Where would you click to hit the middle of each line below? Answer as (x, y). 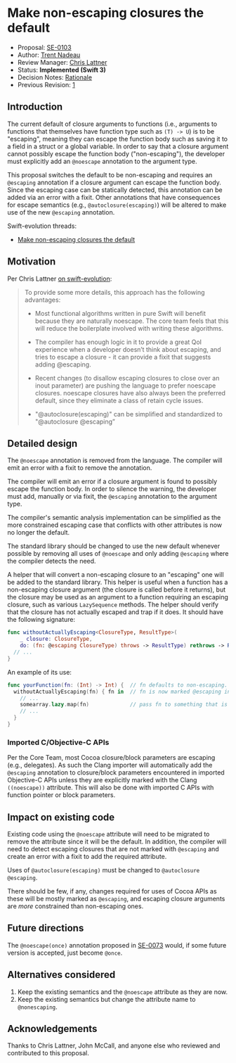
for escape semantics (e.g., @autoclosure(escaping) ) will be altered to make (117, 205)
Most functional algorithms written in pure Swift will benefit (120, 313)
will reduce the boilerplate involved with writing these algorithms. (129, 328)
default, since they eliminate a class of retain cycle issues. (119, 400)
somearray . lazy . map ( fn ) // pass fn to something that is (124, 705)
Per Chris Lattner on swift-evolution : (60, 279)
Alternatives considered (61, 975)
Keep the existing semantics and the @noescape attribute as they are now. (123, 992)
